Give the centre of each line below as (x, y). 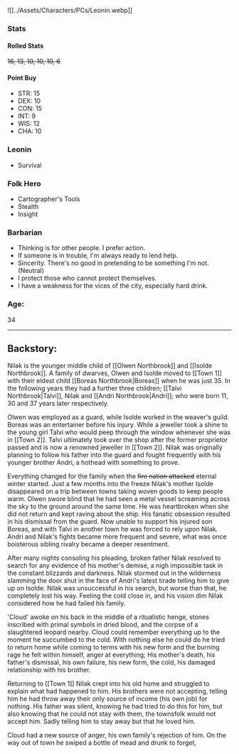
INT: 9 (27, 116)
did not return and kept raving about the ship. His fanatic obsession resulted (119, 514)
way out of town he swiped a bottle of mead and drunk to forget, (102, 743)
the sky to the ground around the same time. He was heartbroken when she (118, 507)
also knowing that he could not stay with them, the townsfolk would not (112, 714)
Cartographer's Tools (49, 199)
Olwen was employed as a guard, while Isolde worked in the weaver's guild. (118, 417)
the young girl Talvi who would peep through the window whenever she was (119, 432)
